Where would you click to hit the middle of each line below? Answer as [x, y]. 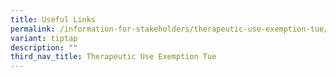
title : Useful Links [53, 19]
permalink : [33, 29]
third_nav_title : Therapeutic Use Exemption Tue [113, 57]
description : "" [44, 47]
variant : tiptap [44, 38]
